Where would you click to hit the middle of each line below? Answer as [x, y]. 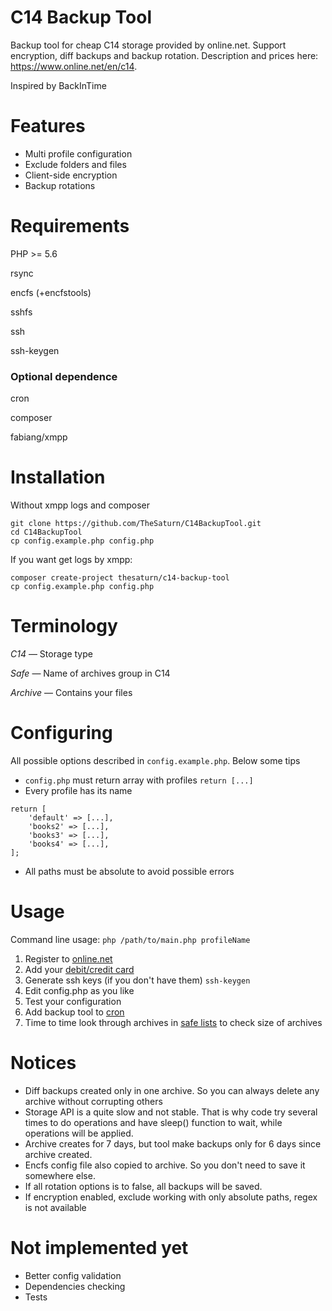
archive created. [58, 1154]
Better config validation [73, 1275]
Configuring [61, 733]
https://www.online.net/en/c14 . [74, 66]
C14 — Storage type [51, 653]
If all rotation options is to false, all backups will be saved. [143, 1186]
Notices [43, 1063]
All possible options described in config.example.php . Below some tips [155, 760]
